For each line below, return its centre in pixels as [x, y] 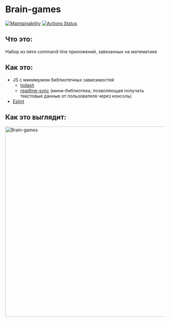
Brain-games [33, 9]
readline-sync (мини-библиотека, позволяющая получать [82, 90]
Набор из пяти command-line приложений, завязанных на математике [81, 51]
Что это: [19, 39]
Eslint [18, 101]
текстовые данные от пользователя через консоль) [76, 96]
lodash [27, 85]
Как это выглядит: [36, 117]
